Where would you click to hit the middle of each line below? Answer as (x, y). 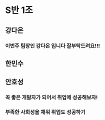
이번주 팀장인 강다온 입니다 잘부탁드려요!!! (52, 45)
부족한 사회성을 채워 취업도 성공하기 (45, 112)
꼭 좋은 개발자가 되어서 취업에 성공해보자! (51, 97)
